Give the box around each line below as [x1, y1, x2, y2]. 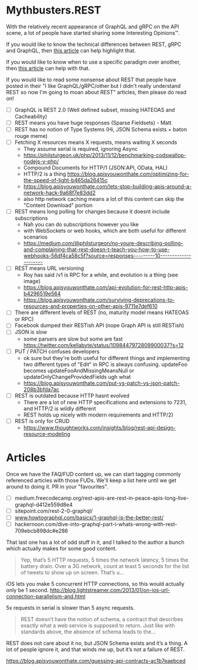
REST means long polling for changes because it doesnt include [14, 208, 170, 215]
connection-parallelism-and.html [6, 593, 85, 600]
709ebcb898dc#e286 [14, 527, 68, 534]
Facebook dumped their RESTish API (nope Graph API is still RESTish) [14, 322, 184, 329]
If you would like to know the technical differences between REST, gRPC [6, 41, 181, 48]
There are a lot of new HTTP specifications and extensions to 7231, [23, 398, 187, 405]
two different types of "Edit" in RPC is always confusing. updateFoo [23, 361, 187, 368]
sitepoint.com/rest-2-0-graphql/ [14, 507, 93, 514]
